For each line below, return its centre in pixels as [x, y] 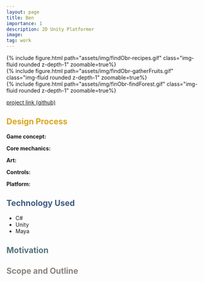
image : [15, 35]
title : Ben [20, 18]
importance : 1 [25, 23]
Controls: [19, 172]
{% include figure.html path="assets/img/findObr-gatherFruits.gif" [90, 71]
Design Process [37, 122]
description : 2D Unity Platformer [51, 29]
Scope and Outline [42, 271]
